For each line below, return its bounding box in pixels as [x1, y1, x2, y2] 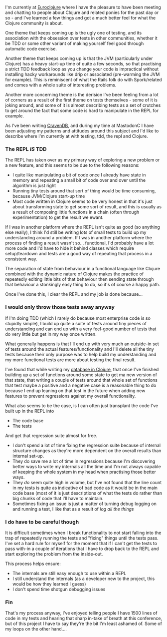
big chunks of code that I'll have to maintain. [12, 495, 104, 501]
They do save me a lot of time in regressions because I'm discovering [12, 458, 156, 464]
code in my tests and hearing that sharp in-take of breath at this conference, [5, 616, 163, 622]
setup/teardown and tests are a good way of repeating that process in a [5, 251, 153, 257]
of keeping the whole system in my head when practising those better [12, 469, 156, 475]
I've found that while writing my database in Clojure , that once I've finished [5, 366, 159, 372]
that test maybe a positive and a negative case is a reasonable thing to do [5, 382, 157, 388]
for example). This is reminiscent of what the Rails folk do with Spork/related [5, 77, 162, 82]
